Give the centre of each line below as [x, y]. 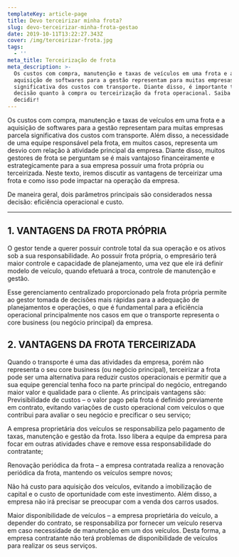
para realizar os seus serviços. [52, 546]
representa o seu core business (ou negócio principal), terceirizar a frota [114, 369]
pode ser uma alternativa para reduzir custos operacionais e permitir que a [117, 377]
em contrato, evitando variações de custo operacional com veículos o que [116, 407]
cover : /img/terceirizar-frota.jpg [60, 41]
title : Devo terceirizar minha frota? [65, 21]
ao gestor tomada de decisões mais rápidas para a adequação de [103, 299]
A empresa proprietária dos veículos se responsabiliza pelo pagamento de [116, 428]
